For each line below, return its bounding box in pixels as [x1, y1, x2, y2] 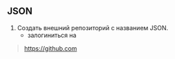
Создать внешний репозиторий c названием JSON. [17, 23, 169, 32]
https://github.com [23, 44, 77, 52]
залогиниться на [27, 31, 77, 39]
